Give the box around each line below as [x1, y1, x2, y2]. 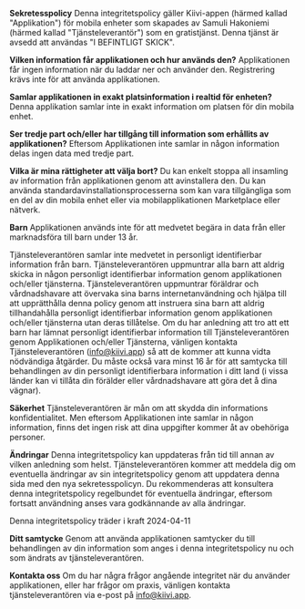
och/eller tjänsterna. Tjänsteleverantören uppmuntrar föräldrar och [9, 278, 259, 289]
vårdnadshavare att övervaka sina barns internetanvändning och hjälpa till [9, 288, 287, 299]
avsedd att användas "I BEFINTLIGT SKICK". [9, 36, 176, 47]
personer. [9, 432, 46, 442]
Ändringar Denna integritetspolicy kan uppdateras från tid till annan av [9, 449, 275, 459]
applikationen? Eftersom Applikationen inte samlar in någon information [9, 139, 280, 149]
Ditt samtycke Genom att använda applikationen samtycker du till [9, 533, 256, 543]
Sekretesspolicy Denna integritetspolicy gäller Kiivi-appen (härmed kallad [9, 8, 289, 18]
